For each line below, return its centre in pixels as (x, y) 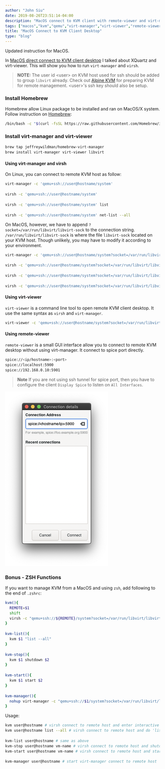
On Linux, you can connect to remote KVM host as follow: (63, 174)
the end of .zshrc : (23, 593)
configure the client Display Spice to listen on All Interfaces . (80, 384)
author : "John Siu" (25, 10)
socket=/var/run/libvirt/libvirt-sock (45, 230)
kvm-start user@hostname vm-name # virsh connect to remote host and (78, 751)
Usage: (12, 716)
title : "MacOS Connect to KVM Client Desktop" (54, 31)
